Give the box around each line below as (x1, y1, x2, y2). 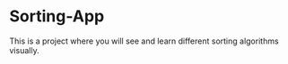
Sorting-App (9, 6, 105, 27)
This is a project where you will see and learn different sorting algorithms (9, 36, 280, 46)
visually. (9, 44, 39, 55)
